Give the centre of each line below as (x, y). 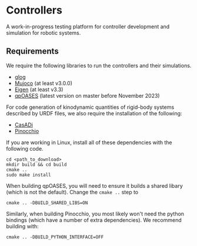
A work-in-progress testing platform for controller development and (88, 26)
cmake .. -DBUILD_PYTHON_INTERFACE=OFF (55, 237)
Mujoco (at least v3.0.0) (43, 83)
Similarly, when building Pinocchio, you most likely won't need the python (95, 214)
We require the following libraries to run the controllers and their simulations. (99, 65)
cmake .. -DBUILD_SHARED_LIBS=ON (47, 203)
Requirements (32, 51)
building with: (23, 226)
